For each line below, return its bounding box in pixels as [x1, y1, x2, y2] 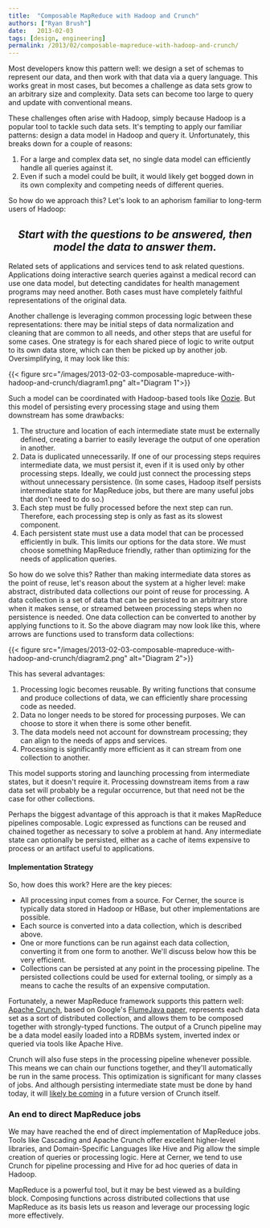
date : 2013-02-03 [8, 27, 74, 35]
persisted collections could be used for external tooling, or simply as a [19, 973, 253, 982]
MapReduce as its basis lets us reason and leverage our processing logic [8, 1202, 251, 1212]
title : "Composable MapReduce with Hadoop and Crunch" [8, 11, 199, 20]
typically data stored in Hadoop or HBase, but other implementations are [19, 904, 260, 914]
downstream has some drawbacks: [8, 410, 125, 420]
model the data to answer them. [53, 240, 217, 254]
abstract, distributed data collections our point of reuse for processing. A [8, 586, 250, 596]
